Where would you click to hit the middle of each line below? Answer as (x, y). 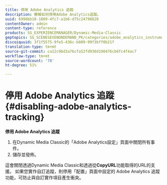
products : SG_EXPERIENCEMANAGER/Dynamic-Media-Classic (63, 33)
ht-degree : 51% (21, 65)
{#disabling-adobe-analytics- (68, 107)
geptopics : (16, 38)
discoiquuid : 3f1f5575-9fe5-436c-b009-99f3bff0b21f (60, 42)
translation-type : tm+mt (31, 47)
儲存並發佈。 (25, 155)
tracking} (25, 117)
